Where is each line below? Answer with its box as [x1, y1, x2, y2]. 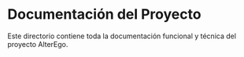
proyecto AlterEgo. [7, 39, 68, 48]
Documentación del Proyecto [7, 5, 201, 23]
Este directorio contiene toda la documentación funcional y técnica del [7, 31, 237, 41]
